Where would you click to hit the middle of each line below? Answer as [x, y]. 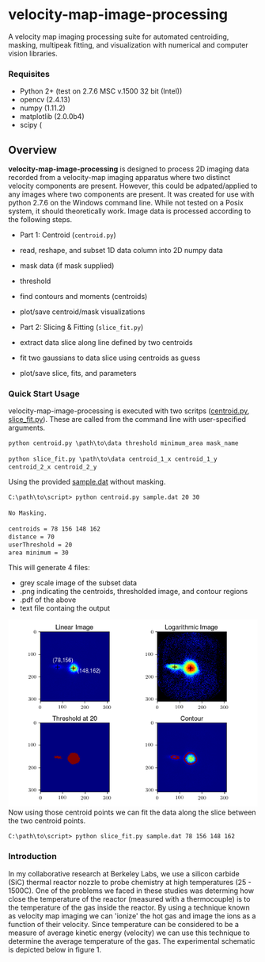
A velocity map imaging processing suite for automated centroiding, [119, 36]
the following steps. [40, 220]
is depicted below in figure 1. [55, 949]
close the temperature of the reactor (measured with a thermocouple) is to [129, 899]
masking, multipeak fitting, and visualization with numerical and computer [128, 44]
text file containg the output [65, 608]
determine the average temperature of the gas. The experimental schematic [132, 941]
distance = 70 [32, 537]
